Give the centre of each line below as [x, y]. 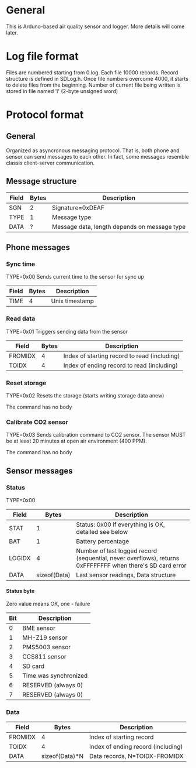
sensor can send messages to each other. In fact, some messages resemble [98, 156]
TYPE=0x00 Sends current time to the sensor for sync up [75, 277]
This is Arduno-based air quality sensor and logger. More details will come [95, 26]
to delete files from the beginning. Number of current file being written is [93, 85]
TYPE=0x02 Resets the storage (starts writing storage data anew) [85, 395]
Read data [21, 318]
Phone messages [38, 247]
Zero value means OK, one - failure [48, 604]
